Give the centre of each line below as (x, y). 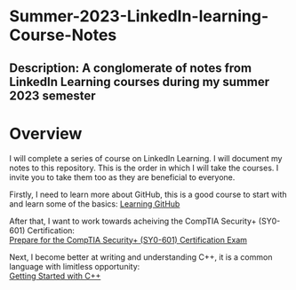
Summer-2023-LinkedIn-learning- (139, 16)
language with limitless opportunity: (75, 266)
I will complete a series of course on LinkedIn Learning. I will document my (146, 158)
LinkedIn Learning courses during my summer (140, 82)
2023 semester (52, 95)
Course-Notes (63, 35)
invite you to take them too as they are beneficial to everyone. (122, 177)
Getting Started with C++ (55, 276)
